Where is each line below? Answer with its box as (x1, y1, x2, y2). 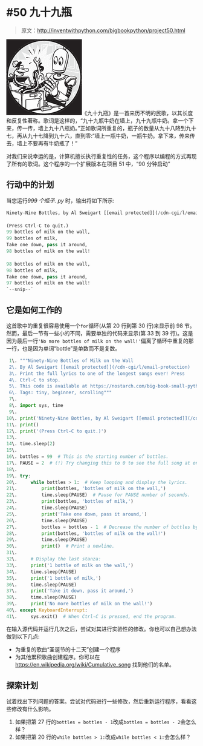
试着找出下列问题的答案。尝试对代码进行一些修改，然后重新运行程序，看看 (6, 697, 192, 705)
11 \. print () (6, 422, 39, 428)
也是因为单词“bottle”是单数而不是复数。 (22, 344, 121, 352)
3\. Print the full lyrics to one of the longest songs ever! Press (8, 371, 185, 377)
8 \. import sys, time (8, 403, 63, 409)
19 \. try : (6, 472, 31, 479)
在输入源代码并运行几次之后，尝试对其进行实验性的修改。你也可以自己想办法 (6, 625, 197, 633)
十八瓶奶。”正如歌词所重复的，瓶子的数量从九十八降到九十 (53, 124, 197, 132)
